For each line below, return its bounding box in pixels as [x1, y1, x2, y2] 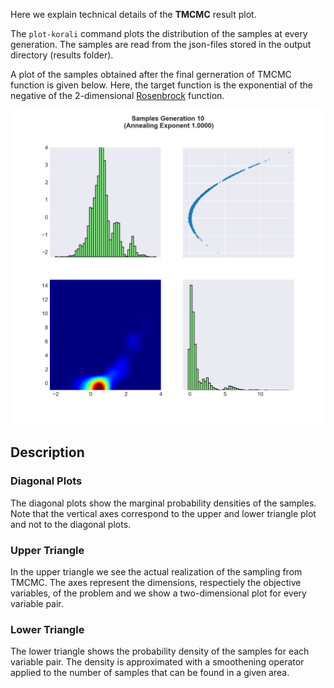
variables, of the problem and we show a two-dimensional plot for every [10, 587, 307, 599]
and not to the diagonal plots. [10, 518, 132, 530]
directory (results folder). [10, 49, 114, 61]
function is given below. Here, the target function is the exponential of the [10, 79, 313, 91]
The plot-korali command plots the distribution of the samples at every [10, 28, 308, 39]
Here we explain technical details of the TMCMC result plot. [10, 9, 257, 20]
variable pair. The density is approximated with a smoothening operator [10, 656, 305, 668]
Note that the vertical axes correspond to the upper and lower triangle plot [10, 507, 317, 519]
